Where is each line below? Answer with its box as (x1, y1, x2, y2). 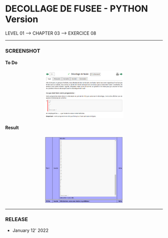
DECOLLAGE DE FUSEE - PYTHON (5, 3, 148, 14)
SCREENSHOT (5, 47, 40, 54)
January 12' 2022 (12, 227, 49, 233)
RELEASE (5, 216, 28, 223)
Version (5, 13, 38, 25)
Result (5, 124, 19, 130)
